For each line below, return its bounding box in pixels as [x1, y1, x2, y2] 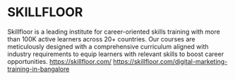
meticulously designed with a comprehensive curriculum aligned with [7, 42, 210, 51]
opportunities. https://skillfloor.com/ [7, 57, 112, 65]
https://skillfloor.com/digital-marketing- [112, 57, 228, 65]
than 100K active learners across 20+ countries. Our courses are [7, 34, 195, 43]
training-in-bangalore [7, 65, 70, 73]
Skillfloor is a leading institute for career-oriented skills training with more [7, 27, 220, 36]
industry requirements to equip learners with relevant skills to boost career [7, 50, 224, 58]
